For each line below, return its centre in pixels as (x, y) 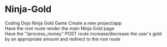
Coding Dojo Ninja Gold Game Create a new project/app (63, 23)
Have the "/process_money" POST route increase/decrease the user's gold (83, 33)
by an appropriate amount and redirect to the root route (62, 39)
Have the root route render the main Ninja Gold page (60, 28)
